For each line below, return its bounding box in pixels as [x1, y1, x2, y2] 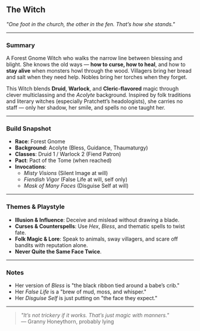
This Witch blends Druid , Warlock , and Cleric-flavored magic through [6, 85, 179, 92]
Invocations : [14, 163, 46, 170]
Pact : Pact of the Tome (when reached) [14, 157, 112, 164]
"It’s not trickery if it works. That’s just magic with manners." [20, 312, 170, 318]
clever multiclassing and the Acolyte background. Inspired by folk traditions [6, 92, 192, 99]
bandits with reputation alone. [14, 241, 88, 249]
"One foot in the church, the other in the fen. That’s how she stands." [6, 20, 176, 27]
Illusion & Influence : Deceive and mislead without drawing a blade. [14, 216, 180, 223]
